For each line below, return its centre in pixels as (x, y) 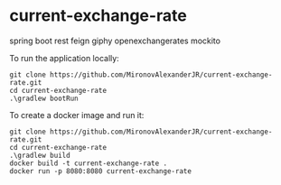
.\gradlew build (40, 155)
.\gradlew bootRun (44, 98)
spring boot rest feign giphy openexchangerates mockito (115, 41)
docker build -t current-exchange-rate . (89, 163)
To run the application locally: (64, 58)
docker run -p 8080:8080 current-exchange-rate (101, 171)
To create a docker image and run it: (77, 115)
